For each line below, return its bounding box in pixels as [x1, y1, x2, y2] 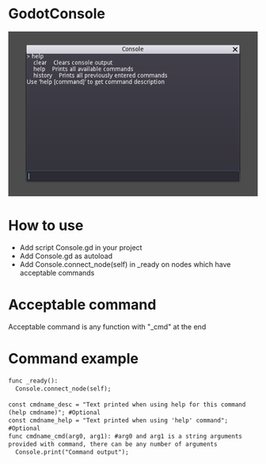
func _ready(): [8, 377, 59, 385]
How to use [8, 216, 84, 234]
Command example [8, 349, 139, 367]
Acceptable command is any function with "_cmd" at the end [8, 321, 207, 331]
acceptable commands [19, 268, 95, 277]
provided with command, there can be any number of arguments [8, 440, 218, 448]
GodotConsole [8, 5, 105, 23]
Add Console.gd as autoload [19, 251, 113, 261]
